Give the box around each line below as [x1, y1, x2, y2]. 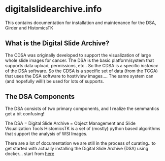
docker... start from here [5, 151, 55, 157]
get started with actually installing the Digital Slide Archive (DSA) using [5, 145, 149, 151]
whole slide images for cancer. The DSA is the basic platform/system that [5, 57, 154, 63]
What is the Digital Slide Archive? [5, 39, 110, 48]
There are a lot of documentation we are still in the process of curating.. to [5, 140, 156, 146]
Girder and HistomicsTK [5, 25, 53, 30]
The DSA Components [5, 92, 75, 101]
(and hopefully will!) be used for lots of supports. [5, 78, 104, 84]
